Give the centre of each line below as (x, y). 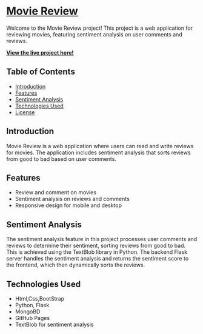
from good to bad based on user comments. (62, 158)
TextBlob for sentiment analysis (54, 324)
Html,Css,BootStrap (40, 298)
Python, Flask (32, 305)
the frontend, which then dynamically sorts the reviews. (76, 265)
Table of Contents (41, 72)
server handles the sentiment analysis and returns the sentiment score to (98, 259)
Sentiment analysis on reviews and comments (72, 199)
